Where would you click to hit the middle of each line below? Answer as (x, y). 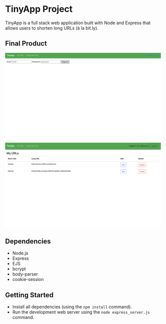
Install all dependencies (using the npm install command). (72, 307)
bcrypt (19, 269)
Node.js (20, 253)
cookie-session (28, 280)
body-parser (25, 274)
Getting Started (29, 295)
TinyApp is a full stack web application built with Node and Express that (78, 23)
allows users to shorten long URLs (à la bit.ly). (52, 28)
